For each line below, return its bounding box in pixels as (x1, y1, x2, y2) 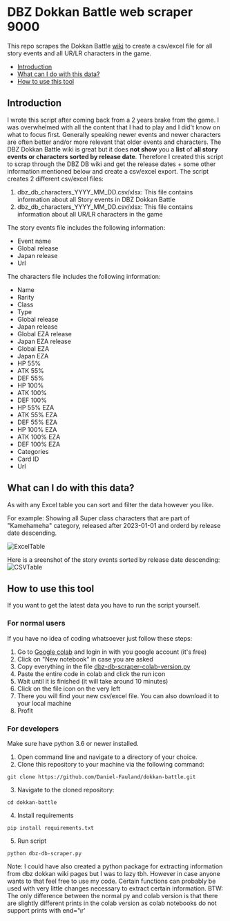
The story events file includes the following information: (7, 223, 166, 232)
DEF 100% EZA (17, 440, 61, 448)
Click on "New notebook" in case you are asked (17, 655, 153, 663)
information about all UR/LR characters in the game (17, 210, 164, 218)
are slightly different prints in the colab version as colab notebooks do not (7, 899, 218, 907)
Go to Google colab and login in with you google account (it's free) (17, 648, 207, 656)
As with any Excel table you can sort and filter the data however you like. (7, 500, 214, 509)
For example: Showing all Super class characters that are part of (7, 513, 190, 522)
